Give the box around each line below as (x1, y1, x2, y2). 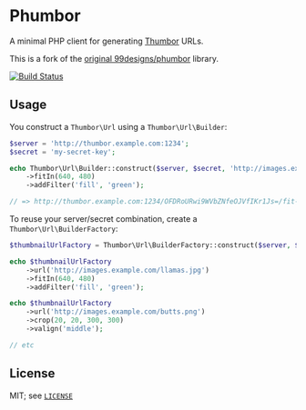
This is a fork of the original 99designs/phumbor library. (9, 53, 219, 64)
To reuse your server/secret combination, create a (9, 214, 198, 224)
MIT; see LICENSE (9, 390, 73, 401)
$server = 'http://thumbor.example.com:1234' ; (9, 138, 189, 148)
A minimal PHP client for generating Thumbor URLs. (9, 35, 204, 46)
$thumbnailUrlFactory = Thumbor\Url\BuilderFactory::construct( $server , (9, 241, 291, 250)
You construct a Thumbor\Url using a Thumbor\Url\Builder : (9, 121, 228, 132)
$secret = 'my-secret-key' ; (9, 147, 117, 156)
